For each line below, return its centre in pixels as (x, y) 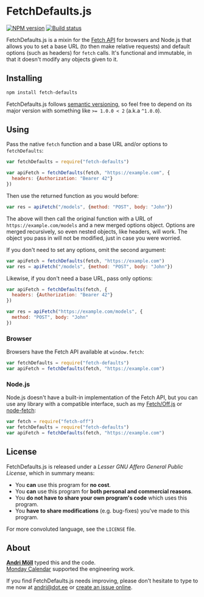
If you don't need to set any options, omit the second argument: (86, 250)
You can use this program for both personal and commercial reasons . (104, 491)
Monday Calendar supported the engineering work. (71, 569)
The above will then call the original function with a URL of (79, 218)
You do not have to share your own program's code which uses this (101, 498)
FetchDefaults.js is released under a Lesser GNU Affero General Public (95, 466)
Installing (24, 78)
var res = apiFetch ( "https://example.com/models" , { (75, 312)
